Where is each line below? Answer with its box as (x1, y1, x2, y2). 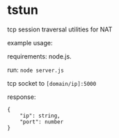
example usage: (7, 38, 53, 47)
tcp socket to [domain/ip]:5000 (7, 79, 97, 87)
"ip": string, (19, 112, 61, 119)
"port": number (19, 118, 64, 125)
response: (7, 93, 36, 101)
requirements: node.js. (7, 52, 72, 61)
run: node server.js (7, 66, 65, 74)
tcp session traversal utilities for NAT (7, 25, 113, 33)
